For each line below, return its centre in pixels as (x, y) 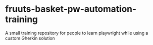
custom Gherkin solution (30, 38)
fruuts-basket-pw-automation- (71, 9)
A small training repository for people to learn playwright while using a (77, 33)
